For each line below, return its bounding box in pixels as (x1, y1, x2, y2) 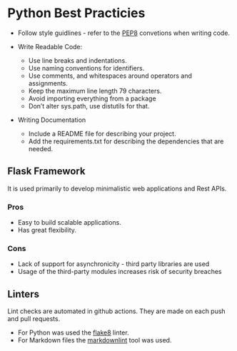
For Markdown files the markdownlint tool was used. (17, 336, 172, 345)
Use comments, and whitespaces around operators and (28, 71, 193, 80)
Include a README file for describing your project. (28, 129, 176, 138)
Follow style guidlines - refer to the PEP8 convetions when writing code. (17, 29, 231, 37)
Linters (7, 288, 39, 300)
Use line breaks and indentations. (28, 56, 127, 65)
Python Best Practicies (7, 5, 146, 21)
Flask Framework (7, 166, 86, 178)
